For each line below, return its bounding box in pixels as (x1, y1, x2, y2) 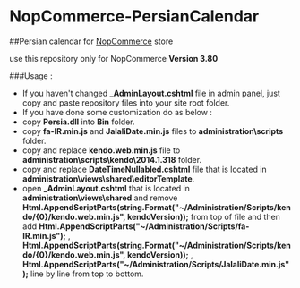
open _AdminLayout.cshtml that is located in (21, 182, 191, 193)
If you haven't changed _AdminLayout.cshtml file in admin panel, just (21, 88, 280, 98)
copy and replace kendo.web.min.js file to (21, 145, 181, 156)
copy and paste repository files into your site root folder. (21, 97, 230, 108)
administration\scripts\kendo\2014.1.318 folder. (21, 154, 202, 165)
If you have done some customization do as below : (21, 106, 213, 117)
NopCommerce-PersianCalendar (9, 6, 260, 27)
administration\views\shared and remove (21, 192, 178, 203)
